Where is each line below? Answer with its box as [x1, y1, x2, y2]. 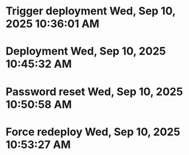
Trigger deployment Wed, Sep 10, [5, 4, 176, 18]
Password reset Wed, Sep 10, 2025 [5, 85, 183, 99]
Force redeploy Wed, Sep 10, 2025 [5, 125, 181, 139]
